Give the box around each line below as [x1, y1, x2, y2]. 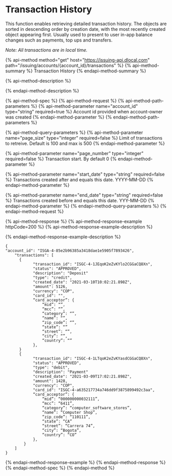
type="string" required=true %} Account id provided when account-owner [5, 108, 163, 115]
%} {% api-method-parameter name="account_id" [30, 103, 138, 109]
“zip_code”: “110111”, [42, 414, 91, 420]
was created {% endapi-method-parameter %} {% [5, 114, 112, 120]
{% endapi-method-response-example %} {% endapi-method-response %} [5, 459, 166, 465]
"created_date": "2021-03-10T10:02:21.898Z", [32, 279, 132, 284]
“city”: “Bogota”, [42, 428, 82, 433]
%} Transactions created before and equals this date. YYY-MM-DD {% [5, 197, 155, 203]
